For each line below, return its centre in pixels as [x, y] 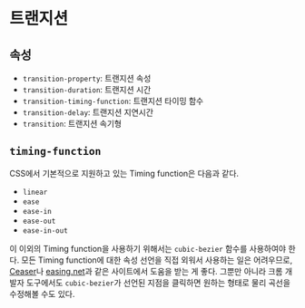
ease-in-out [45, 231]
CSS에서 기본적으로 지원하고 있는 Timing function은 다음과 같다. [124, 173]
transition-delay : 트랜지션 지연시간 [88, 112]
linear [35, 192]
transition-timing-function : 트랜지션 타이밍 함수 [113, 101]
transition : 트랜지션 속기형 [72, 124]
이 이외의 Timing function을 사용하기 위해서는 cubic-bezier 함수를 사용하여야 [148, 248]
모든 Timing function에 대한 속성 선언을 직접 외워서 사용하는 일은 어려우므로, [157, 260]
